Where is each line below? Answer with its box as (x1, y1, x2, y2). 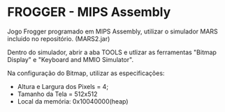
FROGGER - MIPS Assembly (7, 4, 171, 20)
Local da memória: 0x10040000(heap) (17, 97, 129, 105)
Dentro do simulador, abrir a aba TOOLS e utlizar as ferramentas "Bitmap (7, 48, 217, 56)
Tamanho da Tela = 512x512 (17, 90, 98, 98)
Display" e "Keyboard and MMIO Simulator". (7, 55, 134, 63)
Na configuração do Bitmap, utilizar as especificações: (7, 69, 165, 77)
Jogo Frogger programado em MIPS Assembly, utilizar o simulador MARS (7, 27, 218, 35)
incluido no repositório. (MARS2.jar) (7, 34, 110, 42)
